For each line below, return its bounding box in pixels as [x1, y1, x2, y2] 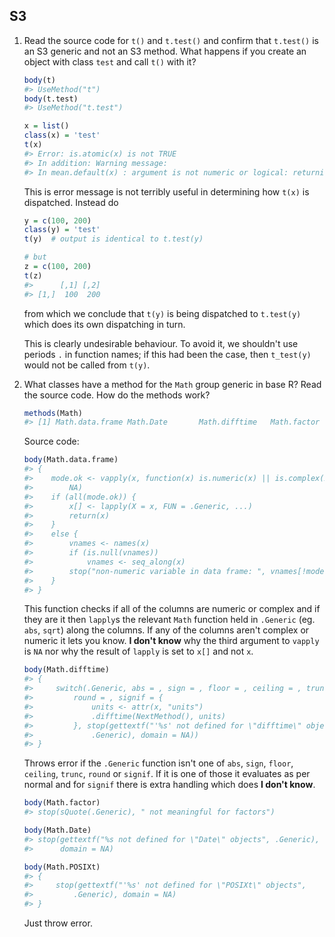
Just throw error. [23, 917, 93, 929]
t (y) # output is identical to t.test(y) [23, 234, 204, 244]
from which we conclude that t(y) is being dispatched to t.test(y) [23, 307, 302, 319]
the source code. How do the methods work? [23, 389, 211, 401]
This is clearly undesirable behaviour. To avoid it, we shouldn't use [23, 337, 299, 349]
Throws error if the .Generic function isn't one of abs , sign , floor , [23, 757, 294, 769]
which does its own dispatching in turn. [23, 318, 186, 330]
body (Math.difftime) [23, 665, 110, 675]
